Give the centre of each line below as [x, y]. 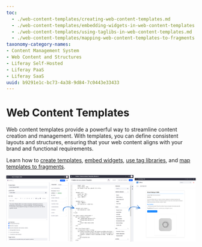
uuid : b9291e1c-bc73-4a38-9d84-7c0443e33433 [63, 82]
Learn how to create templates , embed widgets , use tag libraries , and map [98, 160]
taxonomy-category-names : [38, 44]
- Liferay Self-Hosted [35, 63]
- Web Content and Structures [44, 57]
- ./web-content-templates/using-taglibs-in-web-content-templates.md [102, 32]
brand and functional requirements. [50, 149]
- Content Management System [43, 51]
